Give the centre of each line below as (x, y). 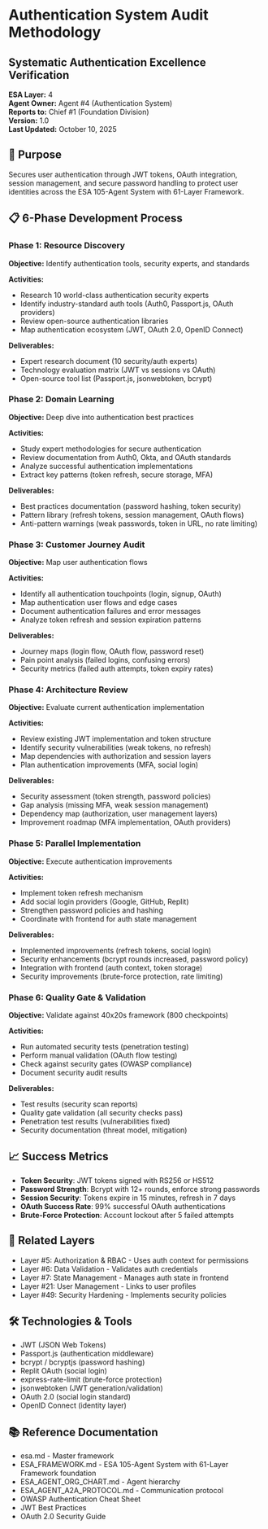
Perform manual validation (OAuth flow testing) (99, 1055)
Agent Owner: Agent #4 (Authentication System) (91, 103)
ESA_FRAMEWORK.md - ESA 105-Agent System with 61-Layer (124, 1465)
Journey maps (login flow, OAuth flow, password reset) (112, 651)
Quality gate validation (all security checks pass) (102, 1112)
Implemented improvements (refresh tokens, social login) (116, 950)
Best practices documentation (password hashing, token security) (130, 506)
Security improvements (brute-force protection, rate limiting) (121, 976)
